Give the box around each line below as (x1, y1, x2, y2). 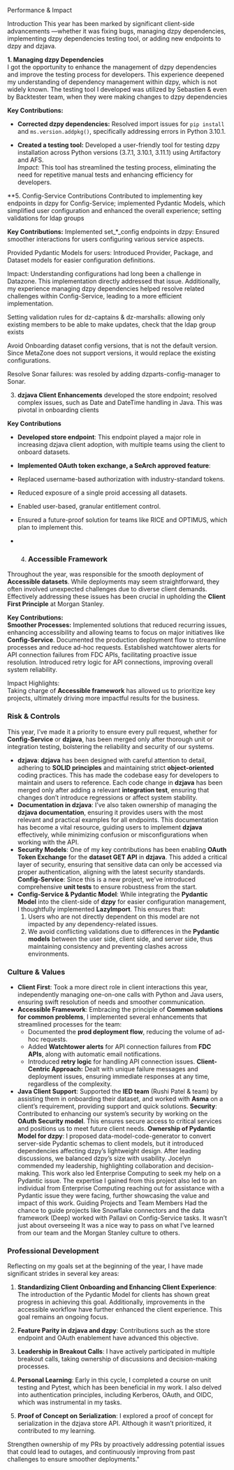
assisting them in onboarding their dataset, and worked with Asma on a (17, 1094, 224, 1103)
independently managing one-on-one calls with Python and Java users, (17, 990, 224, 998)
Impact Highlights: (7, 679, 60, 687)
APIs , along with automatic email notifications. (27, 1050, 162, 1058)
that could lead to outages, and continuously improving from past (7, 1448, 196, 1456)
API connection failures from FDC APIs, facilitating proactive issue (7, 651, 197, 659)
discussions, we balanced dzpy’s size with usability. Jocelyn (17, 1154, 191, 1162)
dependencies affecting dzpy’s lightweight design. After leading (17, 1146, 201, 1155)
